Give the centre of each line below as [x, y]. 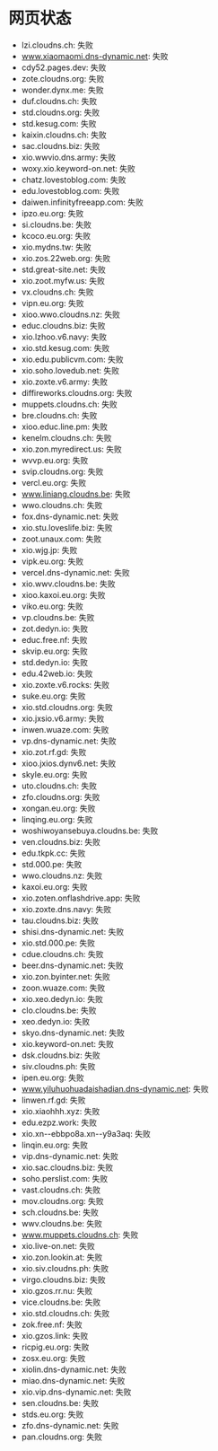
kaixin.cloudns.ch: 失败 [64, 135]
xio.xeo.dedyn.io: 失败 [62, 998]
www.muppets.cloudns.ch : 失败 [80, 1235]
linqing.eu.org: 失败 [57, 819]
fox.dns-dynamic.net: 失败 [70, 516]
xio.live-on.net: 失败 [58, 1245]
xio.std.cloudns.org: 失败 [67, 707]
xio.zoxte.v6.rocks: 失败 [65, 684]
